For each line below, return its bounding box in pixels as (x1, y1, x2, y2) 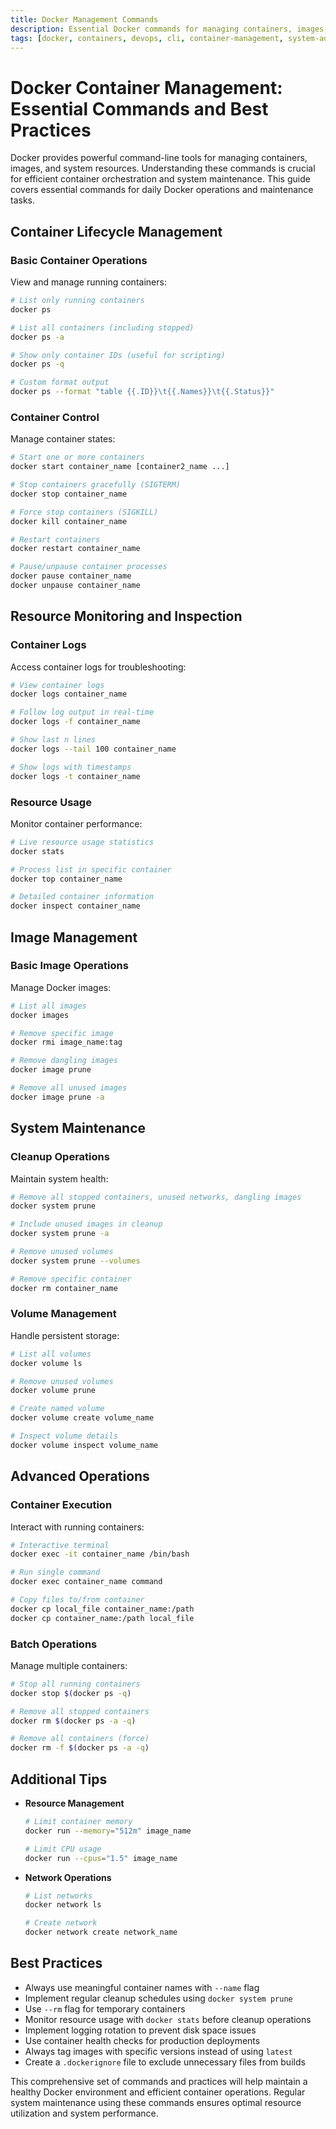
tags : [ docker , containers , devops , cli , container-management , (10, 33, 284, 43)
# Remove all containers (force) (10, 1734, 150, 1744)
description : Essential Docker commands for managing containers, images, (10, 24, 329, 34)
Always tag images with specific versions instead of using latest (24, 2045, 293, 2057)
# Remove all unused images (10, 1083, 128, 1093)
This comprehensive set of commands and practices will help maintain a (10, 2075, 308, 2087)
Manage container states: (10, 433, 116, 445)
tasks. (10, 194, 36, 206)
